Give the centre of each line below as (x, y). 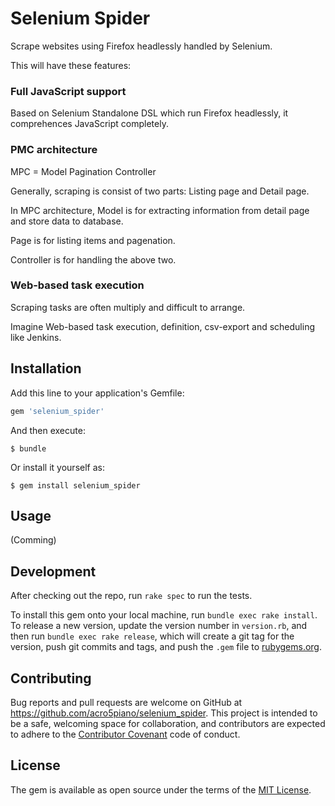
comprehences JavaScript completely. (89, 124)
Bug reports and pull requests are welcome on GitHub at (126, 702)
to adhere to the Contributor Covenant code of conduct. (125, 734)
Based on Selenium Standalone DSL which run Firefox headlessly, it (149, 113)
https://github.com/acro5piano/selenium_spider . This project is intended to (164, 713)
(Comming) (33, 540)
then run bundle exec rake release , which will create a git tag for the (152, 636)
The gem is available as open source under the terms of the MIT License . (161, 789)
